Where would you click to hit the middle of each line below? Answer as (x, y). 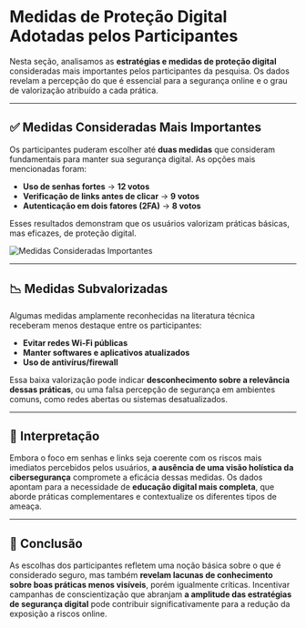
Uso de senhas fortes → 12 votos (86, 186)
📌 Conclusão (46, 543)
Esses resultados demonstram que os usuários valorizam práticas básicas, (149, 223)
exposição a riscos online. (58, 614)
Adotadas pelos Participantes (124, 36)
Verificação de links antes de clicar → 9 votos (111, 196)
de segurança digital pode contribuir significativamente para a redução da (150, 604)
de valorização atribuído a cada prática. (84, 90)
